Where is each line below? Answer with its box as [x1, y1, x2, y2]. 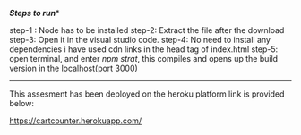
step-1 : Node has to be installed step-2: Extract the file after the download [9, 25, 285, 35]
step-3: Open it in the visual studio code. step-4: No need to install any [9, 35, 271, 45]
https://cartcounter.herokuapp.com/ [9, 115, 142, 126]
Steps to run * [9, 8, 60, 18]
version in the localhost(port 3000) [9, 63, 139, 73]
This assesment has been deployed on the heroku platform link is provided [9, 89, 285, 99]
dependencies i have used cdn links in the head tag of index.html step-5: [9, 44, 279, 55]
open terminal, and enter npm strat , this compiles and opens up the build [9, 54, 279, 63]
